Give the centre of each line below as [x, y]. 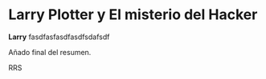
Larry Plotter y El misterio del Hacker [133, 15]
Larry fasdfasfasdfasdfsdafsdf [59, 37]
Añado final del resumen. [50, 52]
